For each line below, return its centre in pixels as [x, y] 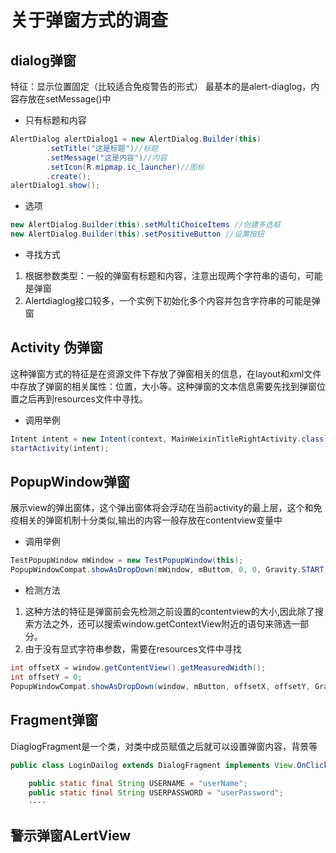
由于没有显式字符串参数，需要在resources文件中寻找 [133, 649]
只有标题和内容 [55, 120]
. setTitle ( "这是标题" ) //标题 [102, 148]
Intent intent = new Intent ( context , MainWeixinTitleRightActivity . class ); [171, 439]
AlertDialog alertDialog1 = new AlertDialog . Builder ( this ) [136, 139]
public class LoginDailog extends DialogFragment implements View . [154, 765]
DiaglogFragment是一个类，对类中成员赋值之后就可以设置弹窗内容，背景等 [164, 746]
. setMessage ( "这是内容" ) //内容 [107, 157]
